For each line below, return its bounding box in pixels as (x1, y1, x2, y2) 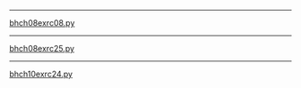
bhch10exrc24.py (9, 68, 73, 79)
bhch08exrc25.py (9, 44, 74, 53)
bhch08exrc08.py (9, 18, 75, 28)
